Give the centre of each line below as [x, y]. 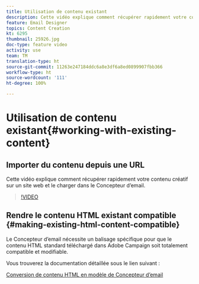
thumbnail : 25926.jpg [33, 39]
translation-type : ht [33, 61]
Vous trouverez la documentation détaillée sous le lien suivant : [83, 263]
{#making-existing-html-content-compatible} [93, 225]
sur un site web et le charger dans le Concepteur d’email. [76, 185]
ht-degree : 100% [26, 84]
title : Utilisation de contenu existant [57, 12]
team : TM [17, 56]
